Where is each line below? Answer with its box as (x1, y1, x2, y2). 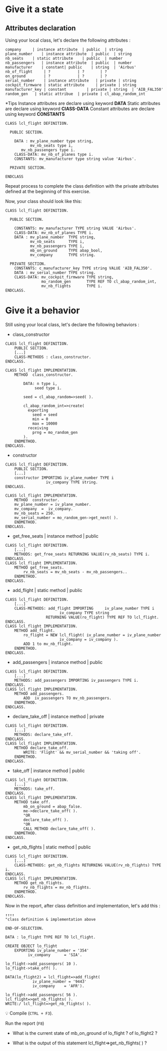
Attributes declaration (5, 24, 76, 32)
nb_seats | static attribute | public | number (5, 56, 123, 61)
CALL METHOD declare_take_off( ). (23, 826, 96, 831)
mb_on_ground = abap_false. (23, 804, 82, 809)
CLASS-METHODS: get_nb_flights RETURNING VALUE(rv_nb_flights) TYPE (14, 862, 161, 868)
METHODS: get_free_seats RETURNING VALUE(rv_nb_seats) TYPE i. (14, 551, 150, 556)
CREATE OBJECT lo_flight (5, 943, 58, 949)
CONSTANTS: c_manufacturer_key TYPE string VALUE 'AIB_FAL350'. (14, 266, 152, 271)
